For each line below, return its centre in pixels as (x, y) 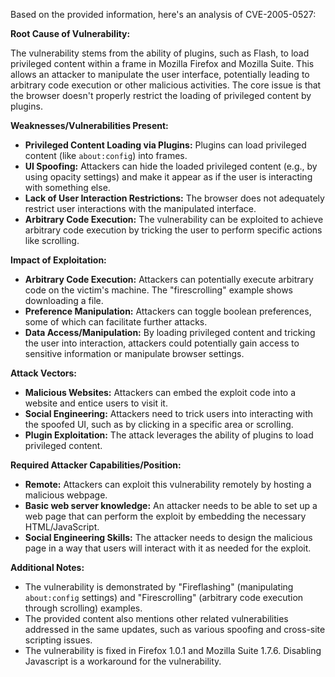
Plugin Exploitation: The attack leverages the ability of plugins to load (169, 435)
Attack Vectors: (44, 373)
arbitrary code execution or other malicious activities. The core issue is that (166, 85)
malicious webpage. (66, 495)
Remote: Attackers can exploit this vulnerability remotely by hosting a (168, 484)
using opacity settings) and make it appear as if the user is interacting (168, 177)
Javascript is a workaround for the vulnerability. (123, 661)
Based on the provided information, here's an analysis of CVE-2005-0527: (163, 14)
